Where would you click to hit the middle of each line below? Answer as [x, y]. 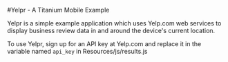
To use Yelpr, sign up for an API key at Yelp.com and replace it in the [104, 44]
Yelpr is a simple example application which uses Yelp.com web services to [114, 23]
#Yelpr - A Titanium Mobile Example [58, 10]
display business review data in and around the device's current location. [111, 31]
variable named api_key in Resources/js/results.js [77, 51]
